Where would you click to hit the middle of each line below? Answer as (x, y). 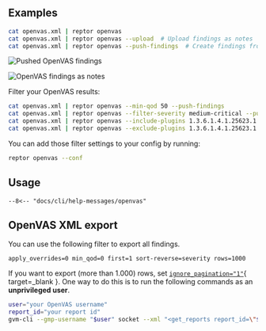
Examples (33, 13)
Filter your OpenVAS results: (54, 92)
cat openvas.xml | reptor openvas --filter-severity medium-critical (125, 114)
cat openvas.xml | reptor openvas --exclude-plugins (97, 129)
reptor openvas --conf (46, 158)
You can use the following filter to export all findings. (94, 244)
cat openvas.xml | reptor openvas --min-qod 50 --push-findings (116, 106)
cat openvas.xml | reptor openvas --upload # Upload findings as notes (131, 39)
